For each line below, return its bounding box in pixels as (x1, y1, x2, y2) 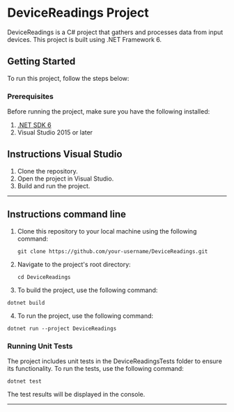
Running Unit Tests (7, 341, 73, 351)
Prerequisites (7, 91, 54, 101)
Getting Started (7, 56, 76, 68)
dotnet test (7, 378, 42, 385)
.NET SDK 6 (17, 121, 52, 130)
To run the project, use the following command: (17, 312, 154, 320)
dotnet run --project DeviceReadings (7, 325, 117, 332)
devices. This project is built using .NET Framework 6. (7, 35, 162, 43)
